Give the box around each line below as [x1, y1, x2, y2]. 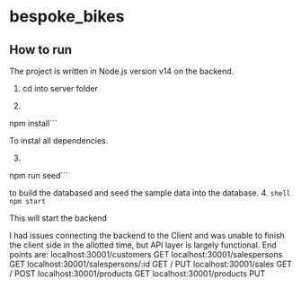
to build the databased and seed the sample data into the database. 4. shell [9, 188, 291, 198]
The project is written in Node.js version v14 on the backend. [9, 65, 235, 76]
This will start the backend [9, 213, 108, 223]
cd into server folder [22, 83, 99, 93]
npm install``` [9, 118, 58, 128]
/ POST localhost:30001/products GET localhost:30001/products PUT [9, 268, 266, 279]
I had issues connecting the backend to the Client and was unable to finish [9, 231, 286, 240]
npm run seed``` [9, 170, 69, 180]
